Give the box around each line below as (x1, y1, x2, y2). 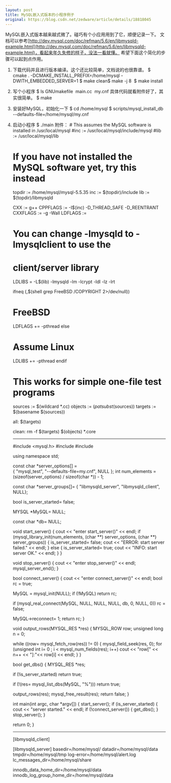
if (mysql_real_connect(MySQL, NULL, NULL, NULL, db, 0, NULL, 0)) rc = (12, 600, 166, 606)
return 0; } (12, 721, 35, 728)
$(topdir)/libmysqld (12, 194, 53, 201)
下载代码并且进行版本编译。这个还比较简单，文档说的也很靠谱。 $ (12, 67, 151, 73)
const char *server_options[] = (12, 463, 77, 469)
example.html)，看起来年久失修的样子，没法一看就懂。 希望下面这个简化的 (5, 49, 161, 56)
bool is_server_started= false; (12, 499, 75, 505)
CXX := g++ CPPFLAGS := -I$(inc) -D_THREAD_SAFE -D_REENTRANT (12, 205, 159, 211)
